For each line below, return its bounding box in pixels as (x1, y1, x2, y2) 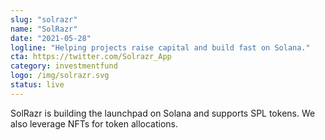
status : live (10, 80, 65, 90)
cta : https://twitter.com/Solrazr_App (10, 52, 172, 62)
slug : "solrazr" (10, 14, 78, 25)
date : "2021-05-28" (10, 33, 92, 43)
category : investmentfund (10, 61, 118, 71)
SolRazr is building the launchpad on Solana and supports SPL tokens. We (10, 107, 316, 119)
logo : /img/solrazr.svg (10, 71, 110, 81)
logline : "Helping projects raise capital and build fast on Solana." (10, 42, 311, 53)
